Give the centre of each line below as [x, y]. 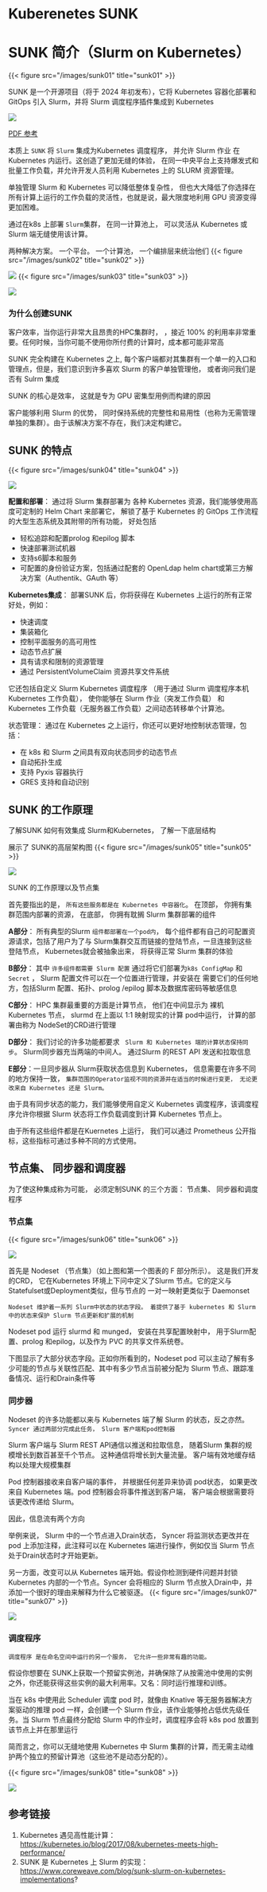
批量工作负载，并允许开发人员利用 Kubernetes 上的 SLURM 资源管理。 [123, 170]
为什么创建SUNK [41, 314]
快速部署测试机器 [48, 548]
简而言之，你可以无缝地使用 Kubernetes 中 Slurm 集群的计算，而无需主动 [128, 1746]
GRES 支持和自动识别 [54, 782]
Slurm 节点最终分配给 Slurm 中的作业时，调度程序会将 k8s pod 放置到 [145, 1719]
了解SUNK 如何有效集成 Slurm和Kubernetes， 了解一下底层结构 [112, 831]
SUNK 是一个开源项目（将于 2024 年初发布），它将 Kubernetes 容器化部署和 [132, 92]
